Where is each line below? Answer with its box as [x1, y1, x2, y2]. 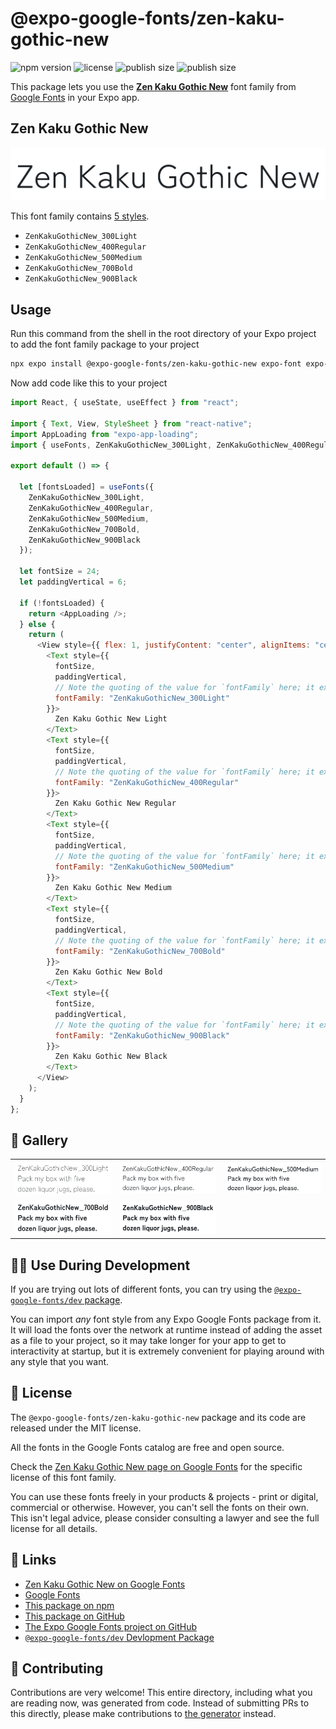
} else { [19, 619, 56, 629]
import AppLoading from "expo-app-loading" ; [10, 429, 199, 439]
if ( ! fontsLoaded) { [19, 598, 105, 608]
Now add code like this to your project [10, 377, 168, 389]
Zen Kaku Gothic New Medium [54, 883, 172, 893]
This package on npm [24, 1599, 115, 1611]
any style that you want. [10, 1355, 110, 1367]
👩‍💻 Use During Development [10, 1257, 191, 1274]
